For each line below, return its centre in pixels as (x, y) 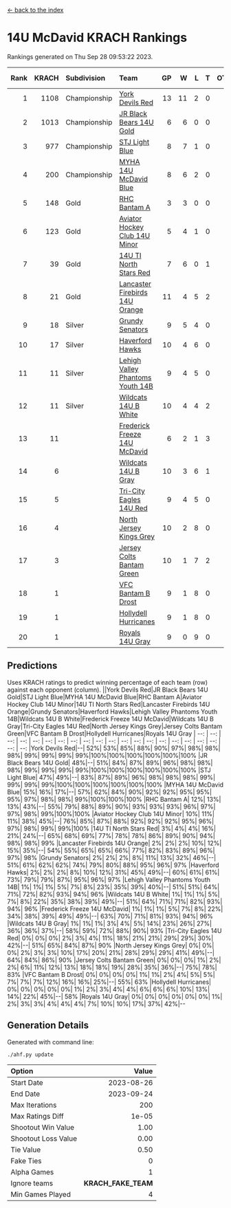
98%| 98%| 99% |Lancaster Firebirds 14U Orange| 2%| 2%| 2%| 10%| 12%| (114, 843)
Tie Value (26, 1150)
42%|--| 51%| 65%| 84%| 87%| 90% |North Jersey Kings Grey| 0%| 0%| (111, 945)
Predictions (32, 666)
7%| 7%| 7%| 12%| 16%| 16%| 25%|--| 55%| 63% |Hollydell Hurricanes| (109, 982)
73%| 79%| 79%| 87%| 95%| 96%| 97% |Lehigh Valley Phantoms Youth (109, 879)
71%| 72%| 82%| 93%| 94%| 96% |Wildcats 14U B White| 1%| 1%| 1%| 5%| (113, 894)
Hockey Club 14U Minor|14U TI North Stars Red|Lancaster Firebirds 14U (109, 704)
